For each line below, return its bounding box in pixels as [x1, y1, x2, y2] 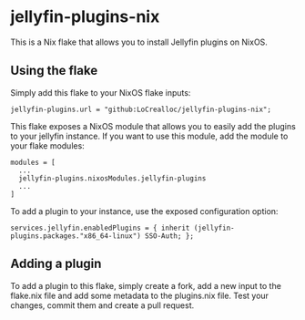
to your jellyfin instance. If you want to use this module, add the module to [10, 130, 289, 141]
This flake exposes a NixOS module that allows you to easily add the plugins [10, 120, 297, 131]
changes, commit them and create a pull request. [10, 299, 195, 311]
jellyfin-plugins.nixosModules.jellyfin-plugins [18, 173, 207, 183]
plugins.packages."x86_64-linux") [10, 231, 142, 241]
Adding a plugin [10, 256, 102, 272]
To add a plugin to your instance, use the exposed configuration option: [10, 205, 279, 216]
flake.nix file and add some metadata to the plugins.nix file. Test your [10, 290, 269, 301]
